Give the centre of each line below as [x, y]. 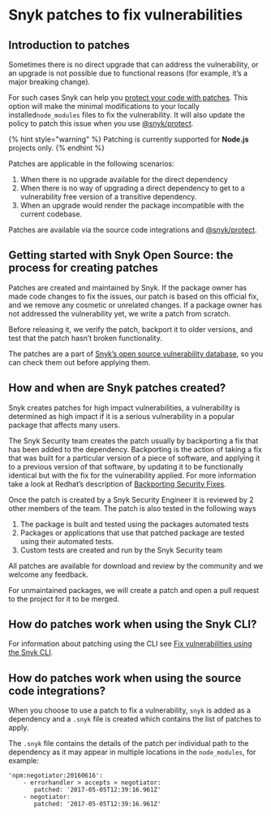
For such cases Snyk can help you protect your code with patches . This [128, 98]
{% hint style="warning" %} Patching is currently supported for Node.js [129, 139]
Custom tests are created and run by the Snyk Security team [121, 550]
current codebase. [51, 214]
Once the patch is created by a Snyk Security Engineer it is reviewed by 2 [131, 500]
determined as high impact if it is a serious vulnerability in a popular [122, 416]
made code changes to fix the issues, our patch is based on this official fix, [134, 296]
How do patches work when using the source [125, 678]
